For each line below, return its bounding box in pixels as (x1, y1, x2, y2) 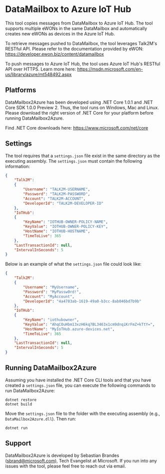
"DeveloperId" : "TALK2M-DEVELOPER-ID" (23, 201, 104, 206)
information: (5, 163, 30, 169)
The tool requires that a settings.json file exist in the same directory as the (5, 153, 161, 159)
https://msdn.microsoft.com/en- (77, 66, 143, 72)
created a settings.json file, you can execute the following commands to (5, 382, 156, 388)
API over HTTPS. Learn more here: (5, 66, 76, 72)
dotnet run (5, 425, 28, 430)
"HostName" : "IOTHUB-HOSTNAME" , (23, 229, 91, 234)
